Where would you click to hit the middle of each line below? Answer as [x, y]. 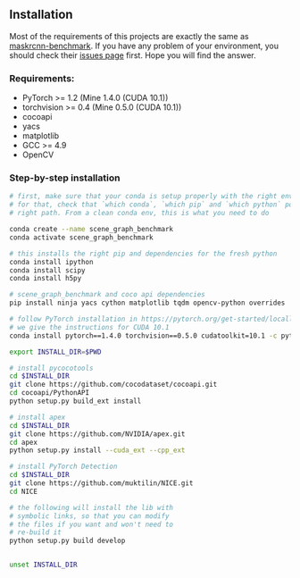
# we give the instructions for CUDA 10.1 [89, 327]
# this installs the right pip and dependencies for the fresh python [143, 254]
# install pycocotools [51, 368]
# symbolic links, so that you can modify [89, 516]
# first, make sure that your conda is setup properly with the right [143, 197]
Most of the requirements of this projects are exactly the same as [129, 36]
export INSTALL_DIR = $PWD [55, 352]
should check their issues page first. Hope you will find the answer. [133, 55]
